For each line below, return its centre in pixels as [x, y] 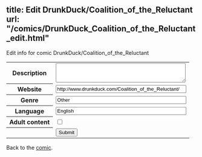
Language [29, 111]
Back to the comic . [30, 147]
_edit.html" [28, 38]
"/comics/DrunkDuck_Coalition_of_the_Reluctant [101, 29]
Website [30, 89]
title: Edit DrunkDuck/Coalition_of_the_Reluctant [100, 10]
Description [30, 73]
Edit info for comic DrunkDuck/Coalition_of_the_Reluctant [78, 53]
